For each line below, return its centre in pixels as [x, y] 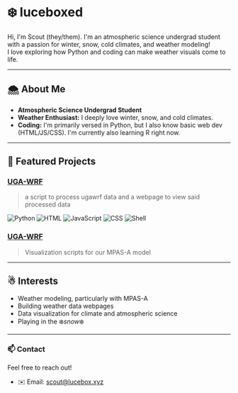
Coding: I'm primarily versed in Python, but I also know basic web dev [120, 125]
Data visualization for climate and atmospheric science [98, 313]
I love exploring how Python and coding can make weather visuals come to [117, 52]
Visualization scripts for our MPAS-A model [87, 252]
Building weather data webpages [66, 306]
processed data [47, 204]
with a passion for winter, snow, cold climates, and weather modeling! [109, 44]
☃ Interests [33, 281]
